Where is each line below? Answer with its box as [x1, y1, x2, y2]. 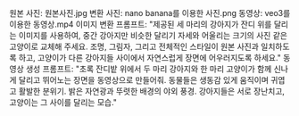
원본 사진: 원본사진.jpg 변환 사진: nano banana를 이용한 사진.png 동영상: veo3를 [9, 8, 291, 18]
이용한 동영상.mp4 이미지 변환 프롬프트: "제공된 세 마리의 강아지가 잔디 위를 [9, 19, 272, 29]
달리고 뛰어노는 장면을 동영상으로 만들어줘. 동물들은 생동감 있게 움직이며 [18, 75, 270, 85]
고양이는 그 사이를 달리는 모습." [9, 97, 118, 107]
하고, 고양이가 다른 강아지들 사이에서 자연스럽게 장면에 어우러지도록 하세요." [18, 53, 281, 62]
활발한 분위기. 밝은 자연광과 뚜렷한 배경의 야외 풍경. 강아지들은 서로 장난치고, [18, 86, 286, 96]
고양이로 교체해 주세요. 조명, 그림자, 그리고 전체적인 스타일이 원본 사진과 [9, 41, 259, 52]
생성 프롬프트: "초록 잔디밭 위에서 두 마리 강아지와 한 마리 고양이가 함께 [25, 63, 272, 74]
